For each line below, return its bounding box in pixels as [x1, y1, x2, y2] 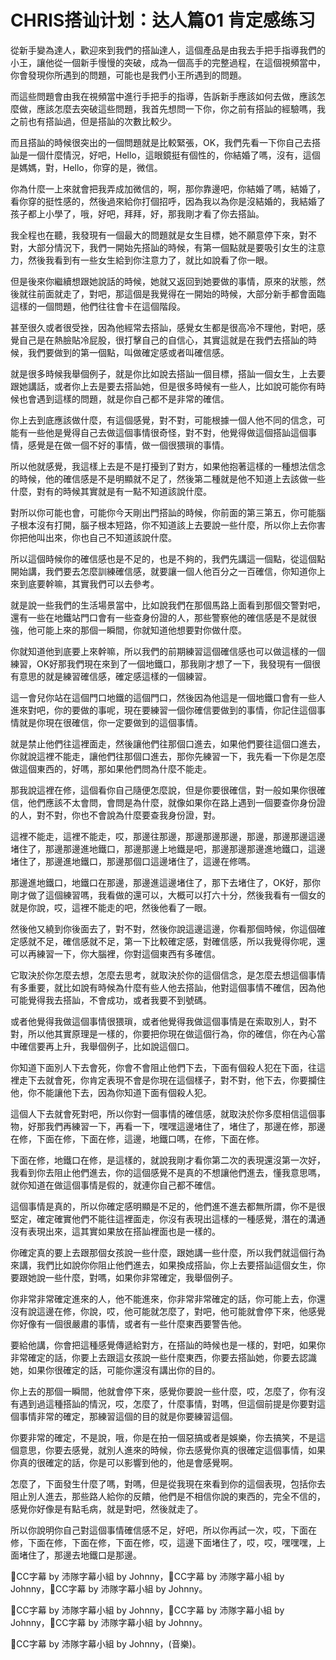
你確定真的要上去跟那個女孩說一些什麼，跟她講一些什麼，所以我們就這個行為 [10, 1246, 326, 1258]
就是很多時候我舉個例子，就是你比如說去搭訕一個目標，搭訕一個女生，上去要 [10, 367, 326, 380]
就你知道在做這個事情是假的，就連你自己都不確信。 [10, 1179, 221, 1191]
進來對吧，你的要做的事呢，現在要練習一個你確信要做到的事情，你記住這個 [10, 704, 317, 716]
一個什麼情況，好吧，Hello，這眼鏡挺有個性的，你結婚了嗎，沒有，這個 [27, 149, 321, 161]
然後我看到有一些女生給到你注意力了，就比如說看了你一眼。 [27, 254, 273, 266]
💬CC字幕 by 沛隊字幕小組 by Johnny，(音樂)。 [10, 1637, 202, 1650]
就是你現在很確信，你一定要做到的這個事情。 [18, 716, 203, 728]
